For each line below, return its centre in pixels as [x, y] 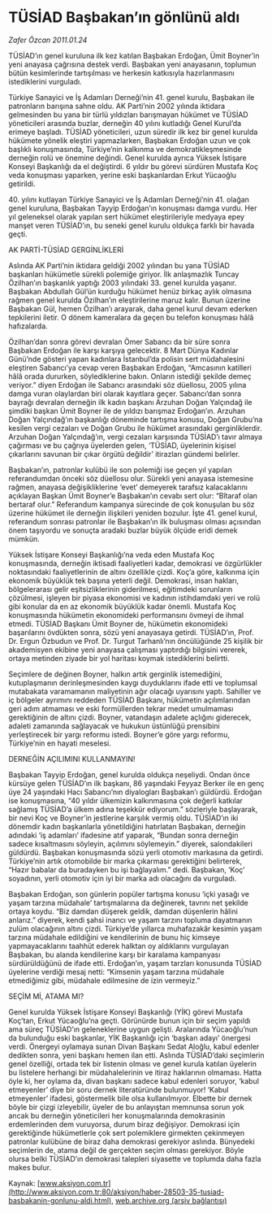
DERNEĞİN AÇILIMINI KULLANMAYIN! [72, 759]
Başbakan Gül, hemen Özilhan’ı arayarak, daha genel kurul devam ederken [133, 308]
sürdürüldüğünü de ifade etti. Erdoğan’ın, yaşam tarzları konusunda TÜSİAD [135, 963]
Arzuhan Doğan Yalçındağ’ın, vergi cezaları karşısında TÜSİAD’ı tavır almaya [135, 437]
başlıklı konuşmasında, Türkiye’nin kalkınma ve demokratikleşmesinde [125, 149]
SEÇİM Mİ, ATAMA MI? [46, 996]
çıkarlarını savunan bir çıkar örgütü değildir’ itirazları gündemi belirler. [124, 454]
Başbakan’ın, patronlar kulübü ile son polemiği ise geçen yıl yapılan [121, 470]
